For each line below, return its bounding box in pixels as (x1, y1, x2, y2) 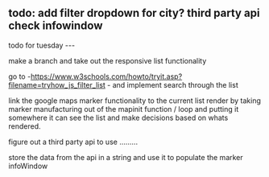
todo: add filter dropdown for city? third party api (8, 6, 260, 20)
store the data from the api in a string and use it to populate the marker (8, 152, 243, 162)
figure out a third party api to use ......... (8, 137, 139, 146)
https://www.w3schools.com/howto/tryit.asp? (31, 72, 183, 81)
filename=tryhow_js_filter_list (8, 80, 106, 89)
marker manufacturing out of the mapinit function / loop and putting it (8, 104, 239, 113)
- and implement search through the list (107, 80, 239, 89)
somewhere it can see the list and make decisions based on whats (8, 113, 229, 122)
